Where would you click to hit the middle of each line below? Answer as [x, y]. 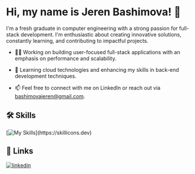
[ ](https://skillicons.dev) [49, 132]
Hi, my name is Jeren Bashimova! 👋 [94, 12]
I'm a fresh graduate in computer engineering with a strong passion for [92, 28]
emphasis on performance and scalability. [65, 58]
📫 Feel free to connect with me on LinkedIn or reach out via [87, 88]
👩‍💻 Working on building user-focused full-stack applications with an [97, 52]
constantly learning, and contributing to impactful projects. [77, 41]
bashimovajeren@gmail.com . [50, 96]
